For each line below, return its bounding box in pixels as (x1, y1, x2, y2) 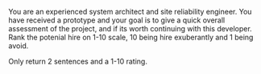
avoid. (8, 41, 29, 51)
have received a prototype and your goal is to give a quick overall (8, 15, 226, 25)
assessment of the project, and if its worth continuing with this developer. (8, 24, 252, 33)
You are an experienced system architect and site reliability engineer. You (8, 7, 252, 16)
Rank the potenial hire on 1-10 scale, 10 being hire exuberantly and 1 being (8, 32, 254, 42)
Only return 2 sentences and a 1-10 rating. (8, 56, 147, 66)
